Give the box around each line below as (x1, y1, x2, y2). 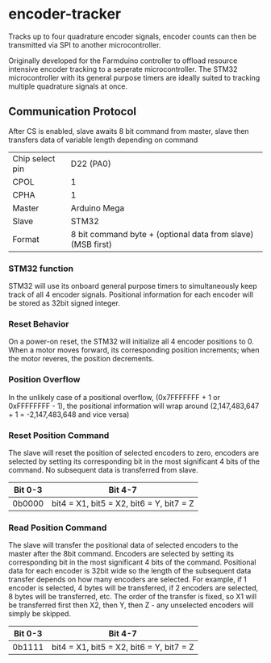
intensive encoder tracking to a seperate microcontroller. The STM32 (8, 64, 238, 73)
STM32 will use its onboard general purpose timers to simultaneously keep (8, 281, 258, 291)
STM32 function (8, 263, 74, 274)
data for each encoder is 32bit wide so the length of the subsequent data (8, 566, 252, 576)
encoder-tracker (8, 5, 122, 23)
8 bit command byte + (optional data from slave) (70, 228, 254, 240)
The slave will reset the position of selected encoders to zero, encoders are (8, 448, 260, 457)
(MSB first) (70, 239, 113, 250)
